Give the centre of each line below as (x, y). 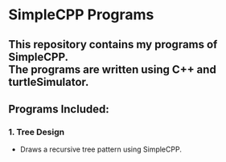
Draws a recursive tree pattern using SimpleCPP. (101, 149)
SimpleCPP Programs (81, 15)
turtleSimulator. (49, 82)
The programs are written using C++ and (113, 69)
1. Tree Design (37, 132)
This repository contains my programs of (113, 45)
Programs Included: (59, 109)
